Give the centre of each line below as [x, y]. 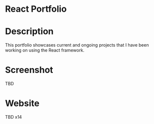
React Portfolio [36, 9]
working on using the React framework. [45, 50]
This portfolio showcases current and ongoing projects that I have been [77, 45]
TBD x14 [13, 117]
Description [29, 32]
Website [22, 103]
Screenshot [29, 70]
